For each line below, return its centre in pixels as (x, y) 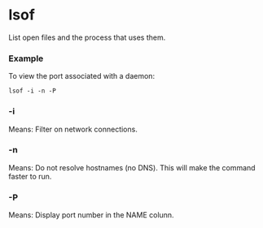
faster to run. (30, 176)
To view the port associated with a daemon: (82, 76)
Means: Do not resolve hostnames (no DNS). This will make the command (132, 167)
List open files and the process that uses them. (87, 37)
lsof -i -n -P (33, 91)
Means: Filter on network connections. (73, 129)
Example (26, 58)
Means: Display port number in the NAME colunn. (91, 215)
